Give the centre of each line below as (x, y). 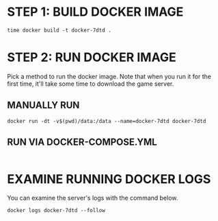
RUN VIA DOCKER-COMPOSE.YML (82, 142)
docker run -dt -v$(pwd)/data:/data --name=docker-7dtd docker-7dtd (107, 121)
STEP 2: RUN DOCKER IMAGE (92, 57)
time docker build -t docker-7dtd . (59, 30)
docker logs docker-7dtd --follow (56, 211)
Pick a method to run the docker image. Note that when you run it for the (109, 76)
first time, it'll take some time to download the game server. (91, 84)
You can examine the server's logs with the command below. (93, 198)
